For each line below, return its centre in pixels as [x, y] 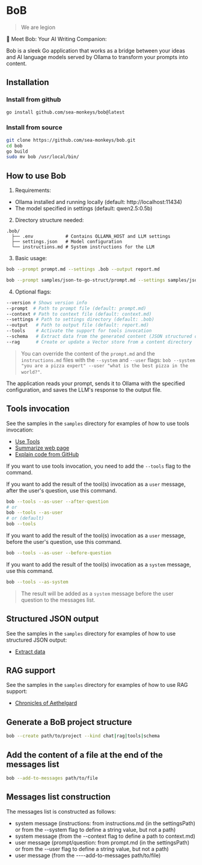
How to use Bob [36, 176]
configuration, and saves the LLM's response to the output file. [84, 389]
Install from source [34, 127]
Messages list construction [59, 797]
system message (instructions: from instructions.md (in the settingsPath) [105, 823]
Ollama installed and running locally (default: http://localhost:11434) [98, 202]
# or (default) [25, 519]
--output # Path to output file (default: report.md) [78, 325]
